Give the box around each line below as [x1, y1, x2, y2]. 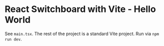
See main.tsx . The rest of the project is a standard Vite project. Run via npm [5, 30, 159, 36]
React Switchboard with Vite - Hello [5, 3, 156, 15]
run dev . [5, 36, 22, 42]
